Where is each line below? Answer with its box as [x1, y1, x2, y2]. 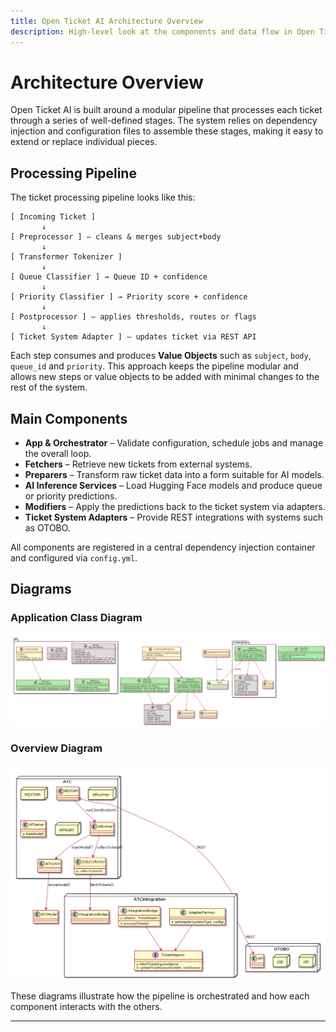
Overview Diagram [10, 741, 103, 755]
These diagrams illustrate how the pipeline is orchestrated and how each [10, 990, 310, 1002]
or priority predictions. [24, 490, 118, 502]
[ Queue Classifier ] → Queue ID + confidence [10, 272, 208, 282]
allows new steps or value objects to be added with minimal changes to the [10, 371, 320, 383]
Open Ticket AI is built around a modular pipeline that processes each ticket [10, 104, 323, 116]
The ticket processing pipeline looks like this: [10, 191, 196, 204]
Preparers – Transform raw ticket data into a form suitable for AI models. [24, 469, 325, 481]
